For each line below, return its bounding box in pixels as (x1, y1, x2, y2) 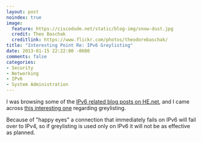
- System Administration (6, 82, 69, 88)
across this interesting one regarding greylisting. (6, 105, 126, 111)
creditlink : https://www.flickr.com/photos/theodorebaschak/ (11, 37, 169, 43)
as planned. (6, 129, 36, 136)
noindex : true (6, 14, 42, 20)
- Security (6, 64, 34, 71)
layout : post (6, 8, 39, 15)
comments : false (6, 54, 47, 60)
